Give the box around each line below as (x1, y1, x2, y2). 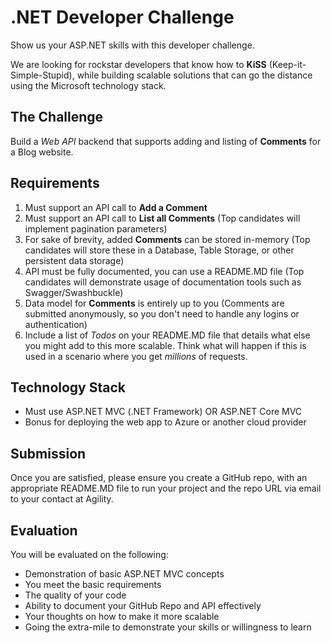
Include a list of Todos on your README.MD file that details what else (24, 329, 311, 341)
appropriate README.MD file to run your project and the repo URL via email (10, 482, 322, 495)
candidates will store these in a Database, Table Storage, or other (24, 244, 295, 256)
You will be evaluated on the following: (10, 549, 169, 560)
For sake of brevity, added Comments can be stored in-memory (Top (24, 233, 311, 245)
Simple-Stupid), (10, 69, 75, 81)
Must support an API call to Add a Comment (24, 201, 208, 213)
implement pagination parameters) (24, 222, 168, 235)
